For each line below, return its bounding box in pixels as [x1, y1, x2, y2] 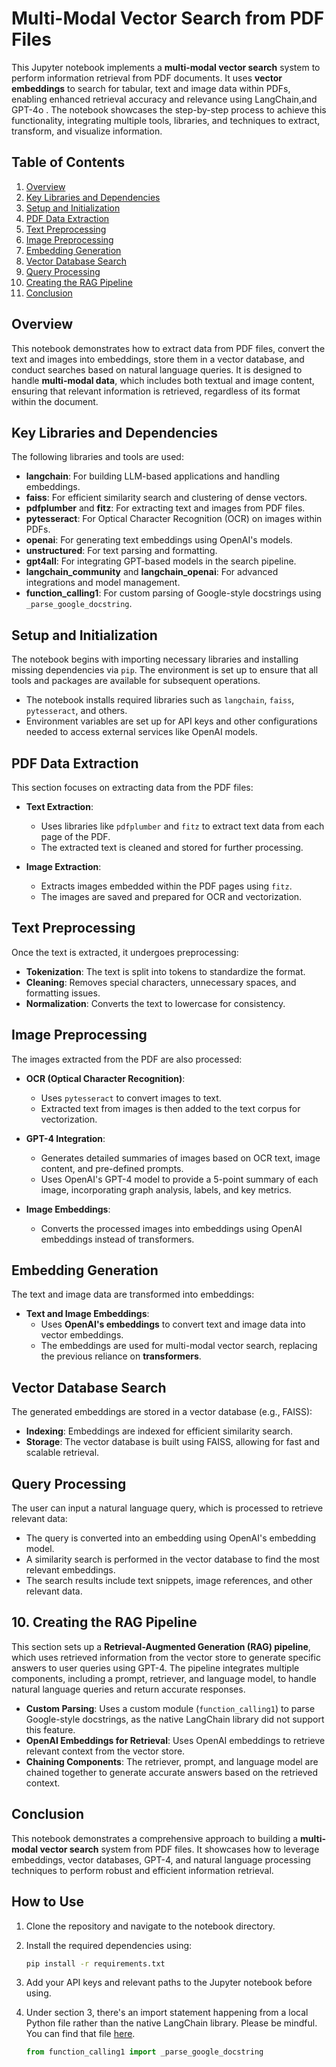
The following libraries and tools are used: [11, 451, 184, 463]
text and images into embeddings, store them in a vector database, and [11, 353, 305, 365]
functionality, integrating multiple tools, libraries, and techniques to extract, [11, 114, 321, 126]
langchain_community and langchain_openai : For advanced [25, 566, 279, 578]
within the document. [11, 395, 99, 407]
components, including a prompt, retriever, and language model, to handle [11, 1672, 317, 1684]
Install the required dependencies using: [25, 1939, 193, 1951]
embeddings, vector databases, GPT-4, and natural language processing [11, 1853, 311, 1866]
